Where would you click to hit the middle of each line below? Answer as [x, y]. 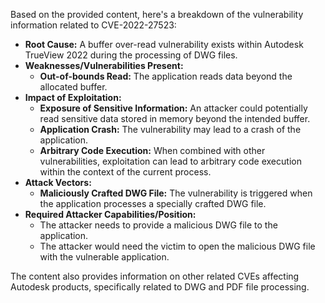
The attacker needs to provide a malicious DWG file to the [158, 225]
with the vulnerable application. [104, 257]
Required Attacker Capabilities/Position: [110, 214]
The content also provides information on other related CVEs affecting [155, 276]
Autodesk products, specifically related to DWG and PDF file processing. [160, 287]
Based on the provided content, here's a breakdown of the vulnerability [157, 14]
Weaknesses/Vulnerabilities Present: [104, 65]
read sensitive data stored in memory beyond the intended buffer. [175, 118]
